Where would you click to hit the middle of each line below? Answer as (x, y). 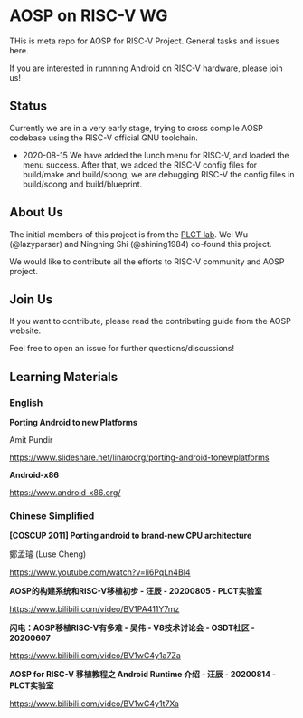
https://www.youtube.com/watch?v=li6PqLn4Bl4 (100, 572)
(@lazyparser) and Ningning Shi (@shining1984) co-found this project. (141, 244)
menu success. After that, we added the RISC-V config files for (140, 165)
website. (25, 330)
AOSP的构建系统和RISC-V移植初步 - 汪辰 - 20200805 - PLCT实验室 (136, 591)
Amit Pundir (31, 440)
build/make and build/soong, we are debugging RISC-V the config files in (158, 174)
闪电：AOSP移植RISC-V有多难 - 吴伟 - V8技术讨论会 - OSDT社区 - (132, 628)
